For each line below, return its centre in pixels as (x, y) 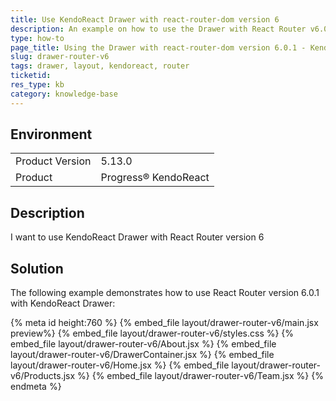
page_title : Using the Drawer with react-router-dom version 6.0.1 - (158, 47)
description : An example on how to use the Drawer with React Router (158, 29)
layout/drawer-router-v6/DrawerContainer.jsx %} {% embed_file (142, 355)
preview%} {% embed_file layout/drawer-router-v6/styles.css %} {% (152, 333)
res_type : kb (37, 85)
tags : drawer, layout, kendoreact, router (100, 66)
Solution (37, 268)
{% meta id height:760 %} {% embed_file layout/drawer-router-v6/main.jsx (164, 323)
